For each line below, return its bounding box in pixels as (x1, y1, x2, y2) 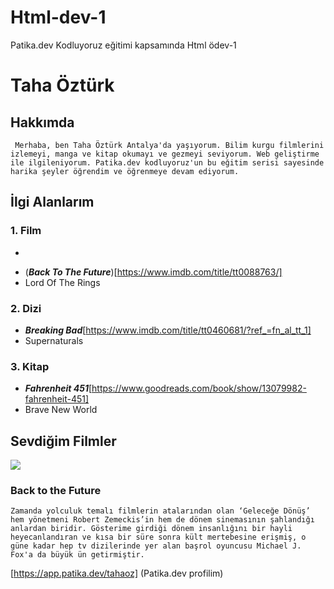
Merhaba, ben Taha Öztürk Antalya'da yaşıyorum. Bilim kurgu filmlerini (14, 140, 325, 150)
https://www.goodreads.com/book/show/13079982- (91, 382, 307, 395)
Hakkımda (10, 114, 75, 131)
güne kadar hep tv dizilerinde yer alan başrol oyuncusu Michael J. (10, 541, 302, 551)
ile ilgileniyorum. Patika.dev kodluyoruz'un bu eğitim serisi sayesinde (10, 157, 325, 168)
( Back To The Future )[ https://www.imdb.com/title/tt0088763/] (24, 266, 283, 278)
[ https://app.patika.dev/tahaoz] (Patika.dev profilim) (10, 567, 224, 580)
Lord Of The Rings (24, 276, 101, 288)
